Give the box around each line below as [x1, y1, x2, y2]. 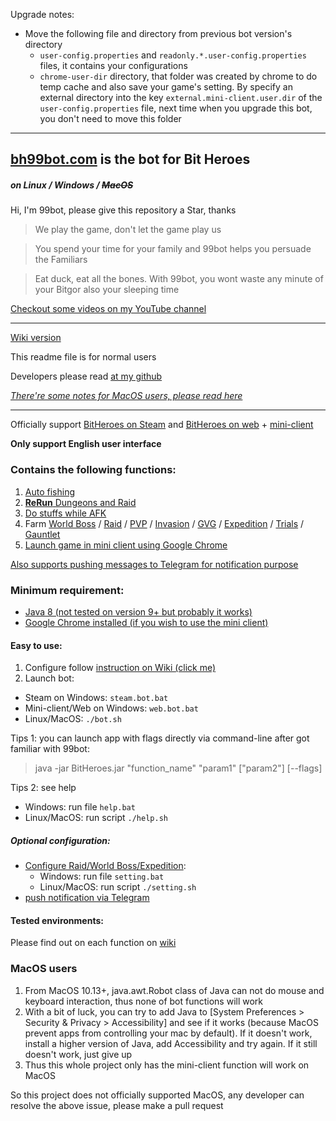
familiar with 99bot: [10, 743, 90, 755]
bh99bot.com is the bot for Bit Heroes [10, 151, 251, 168]
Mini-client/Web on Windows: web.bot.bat [24, 702, 199, 714]
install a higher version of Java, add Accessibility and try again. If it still [24, 1037, 318, 1049]
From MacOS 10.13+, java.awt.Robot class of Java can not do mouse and [24, 984, 325, 996]
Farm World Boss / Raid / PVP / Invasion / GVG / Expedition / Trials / [24, 517, 305, 529]
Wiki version [10, 332, 62, 344]
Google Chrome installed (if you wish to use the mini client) [24, 616, 269, 628]
